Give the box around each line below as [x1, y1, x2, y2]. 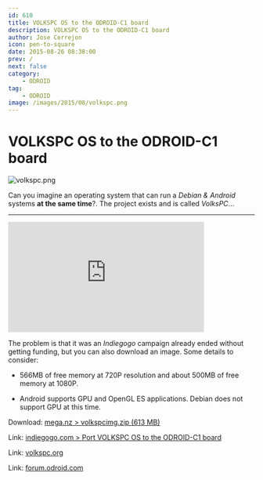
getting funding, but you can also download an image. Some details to [8, 347, 234, 357]
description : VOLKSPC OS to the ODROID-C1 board [8, 26, 170, 34]
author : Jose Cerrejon [8, 33, 82, 42]
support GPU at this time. [19, 402, 102, 412]
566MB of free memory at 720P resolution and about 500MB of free [19, 370, 240, 380]
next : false [8, 63, 47, 71]
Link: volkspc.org [8, 448, 64, 457]
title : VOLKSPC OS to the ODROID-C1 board [8, 19, 149, 27]
